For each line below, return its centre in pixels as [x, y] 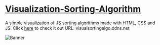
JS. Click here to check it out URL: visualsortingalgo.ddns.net [67, 28]
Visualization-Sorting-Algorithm [73, 9]
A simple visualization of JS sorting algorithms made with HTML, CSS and [80, 23]
